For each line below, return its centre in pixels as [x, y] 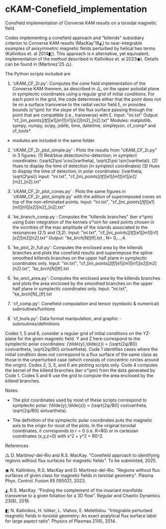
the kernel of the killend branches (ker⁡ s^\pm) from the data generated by [80, 370]
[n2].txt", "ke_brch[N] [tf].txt [41, 268]
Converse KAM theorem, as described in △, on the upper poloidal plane [86, 88]
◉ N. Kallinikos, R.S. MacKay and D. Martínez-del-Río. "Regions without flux [83, 470]
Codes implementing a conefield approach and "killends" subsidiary [75, 38]
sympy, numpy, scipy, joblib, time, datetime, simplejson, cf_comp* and [84, 126]
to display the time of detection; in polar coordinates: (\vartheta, [77, 171]
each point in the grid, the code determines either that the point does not [86, 99]
